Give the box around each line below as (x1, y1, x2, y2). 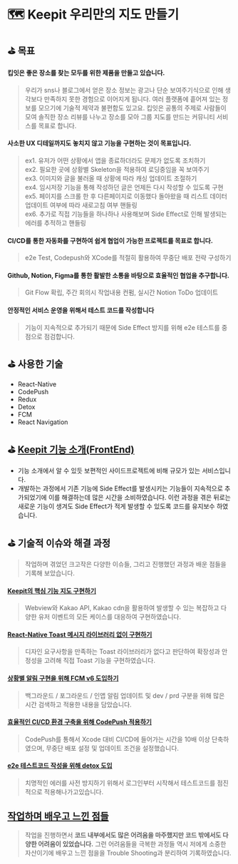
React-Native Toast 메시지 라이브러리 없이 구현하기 (7, 630, 152, 639)
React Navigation (17, 418, 68, 426)
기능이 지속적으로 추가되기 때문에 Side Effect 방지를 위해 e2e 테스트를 (24, 323, 220, 331)
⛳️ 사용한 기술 (7, 358, 63, 370)
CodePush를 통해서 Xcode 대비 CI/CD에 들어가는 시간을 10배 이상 (24, 735, 210, 744)
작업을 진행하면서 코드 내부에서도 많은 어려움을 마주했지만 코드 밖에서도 (24, 830, 222, 839)
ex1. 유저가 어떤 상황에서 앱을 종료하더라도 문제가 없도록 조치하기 (24, 156, 206, 165)
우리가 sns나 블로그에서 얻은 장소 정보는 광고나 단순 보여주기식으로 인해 (24, 86, 224, 94)
